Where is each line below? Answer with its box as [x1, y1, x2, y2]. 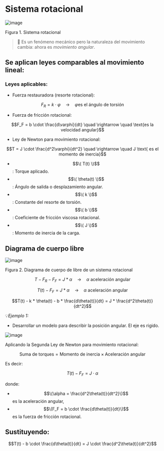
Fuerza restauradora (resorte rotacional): [12, 92, 95, 98]
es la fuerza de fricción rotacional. [12, 414, 82, 419]
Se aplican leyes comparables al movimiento [5, 58, 144, 67]
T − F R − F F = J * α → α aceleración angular [34, 277, 131, 284]
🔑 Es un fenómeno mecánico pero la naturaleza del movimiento [17, 38, 145, 45]
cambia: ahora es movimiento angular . [17, 44, 95, 50]
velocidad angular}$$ [60, 127, 105, 133]
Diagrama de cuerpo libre [5, 244, 84, 253]
